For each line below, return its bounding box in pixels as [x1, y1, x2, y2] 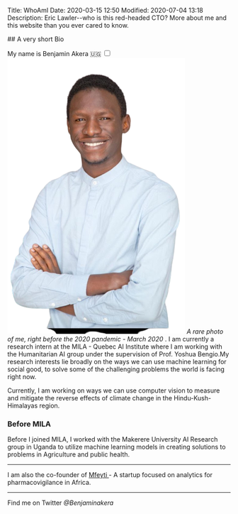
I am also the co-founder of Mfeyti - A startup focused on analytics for [7, 471, 213, 479]
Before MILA [7, 419, 51, 429]
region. [38, 401, 60, 410]
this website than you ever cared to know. [7, 21, 129, 29]
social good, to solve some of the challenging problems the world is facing [7, 365, 225, 373]
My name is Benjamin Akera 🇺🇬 [7, 50, 101, 58]
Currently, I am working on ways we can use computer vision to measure [7, 386, 220, 395]
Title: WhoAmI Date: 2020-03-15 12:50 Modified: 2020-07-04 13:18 [7, 6, 203, 14]
